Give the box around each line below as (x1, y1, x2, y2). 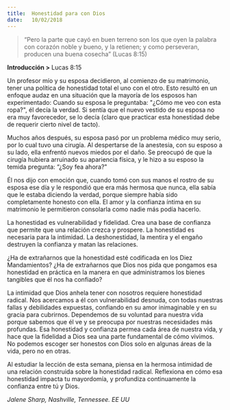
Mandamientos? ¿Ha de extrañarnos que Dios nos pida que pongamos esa (7, 261, 218, 269)
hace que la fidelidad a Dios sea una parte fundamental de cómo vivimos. (7, 332, 214, 340)
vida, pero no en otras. (7, 347, 71, 355)
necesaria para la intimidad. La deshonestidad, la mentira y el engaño (7, 232, 203, 241)
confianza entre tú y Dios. (7, 382, 80, 390)
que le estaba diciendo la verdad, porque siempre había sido (7, 190, 178, 199)
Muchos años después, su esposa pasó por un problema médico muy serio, (7, 133, 221, 141)
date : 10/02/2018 (7, 16, 63, 23)
